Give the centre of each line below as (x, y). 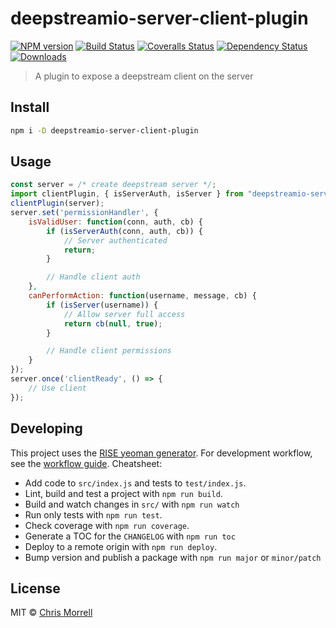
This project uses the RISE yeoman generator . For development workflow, (161, 453)
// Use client (57, 388)
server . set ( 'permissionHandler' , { (84, 213)
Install (30, 107)
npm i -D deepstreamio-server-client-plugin (104, 130)
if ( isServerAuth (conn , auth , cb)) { (124, 231)
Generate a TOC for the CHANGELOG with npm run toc (130, 536)
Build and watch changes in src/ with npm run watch (132, 504)
